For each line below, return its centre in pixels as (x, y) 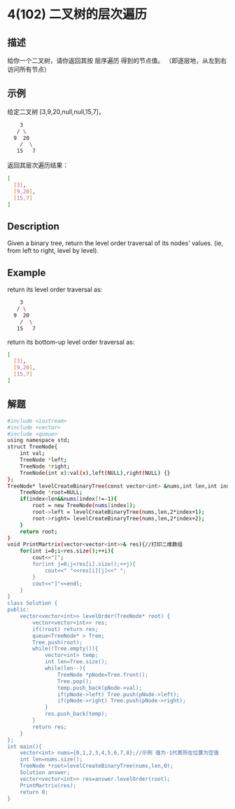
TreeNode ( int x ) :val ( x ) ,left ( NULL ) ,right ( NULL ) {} (95, 473)
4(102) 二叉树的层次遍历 (77, 14)
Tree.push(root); (57, 642)
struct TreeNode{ (33, 447)
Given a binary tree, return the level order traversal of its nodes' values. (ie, (115, 243)
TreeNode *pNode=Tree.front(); (103, 675)
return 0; (34, 792)
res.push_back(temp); (76, 714)
